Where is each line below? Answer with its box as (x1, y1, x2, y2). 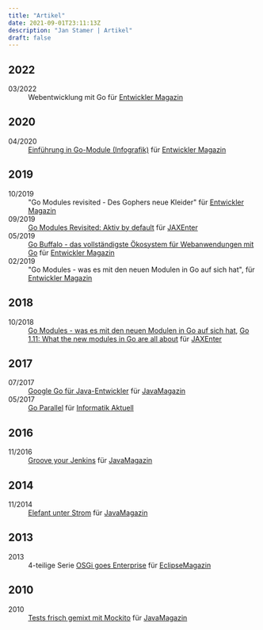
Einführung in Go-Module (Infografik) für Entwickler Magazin (28, 144, 227, 155)
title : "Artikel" (8, 11, 66, 20)
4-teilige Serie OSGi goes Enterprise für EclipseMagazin (28, 560, 212, 570)
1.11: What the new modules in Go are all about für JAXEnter (28, 334, 223, 343)
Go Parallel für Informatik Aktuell (28, 403, 135, 413)
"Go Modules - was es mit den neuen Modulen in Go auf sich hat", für (28, 265, 255, 274)
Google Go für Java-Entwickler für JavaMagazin (28, 386, 186, 396)
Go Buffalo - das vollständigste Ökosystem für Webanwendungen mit (28, 239, 254, 249)
